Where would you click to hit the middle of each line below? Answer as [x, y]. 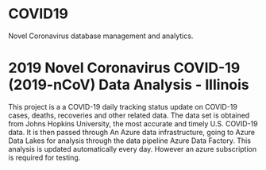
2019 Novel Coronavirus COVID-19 [124, 68]
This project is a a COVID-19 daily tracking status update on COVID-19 [123, 106]
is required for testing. [44, 157]
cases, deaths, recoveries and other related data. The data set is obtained [129, 115]
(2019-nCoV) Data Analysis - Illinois [129, 85]
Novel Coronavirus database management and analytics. [101, 36]
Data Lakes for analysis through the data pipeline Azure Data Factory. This [130, 141]
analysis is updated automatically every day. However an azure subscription [132, 149]
